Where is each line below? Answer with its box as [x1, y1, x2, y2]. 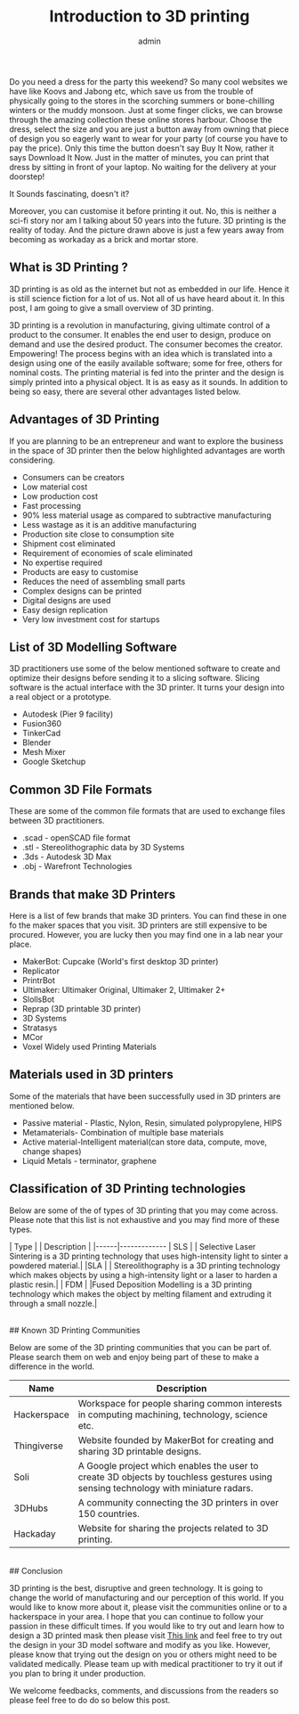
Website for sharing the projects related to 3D [77, 1521, 269, 1534]
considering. [9, 455, 55, 465]
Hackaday [13, 1527, 56, 1539]
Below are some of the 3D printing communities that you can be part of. [9, 1341, 271, 1352]
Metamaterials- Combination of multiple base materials [21, 1127, 224, 1137]
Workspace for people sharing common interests [77, 1397, 283, 1409]
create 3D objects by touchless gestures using [77, 1471, 273, 1483]
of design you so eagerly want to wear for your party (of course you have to [9, 133, 288, 144]
